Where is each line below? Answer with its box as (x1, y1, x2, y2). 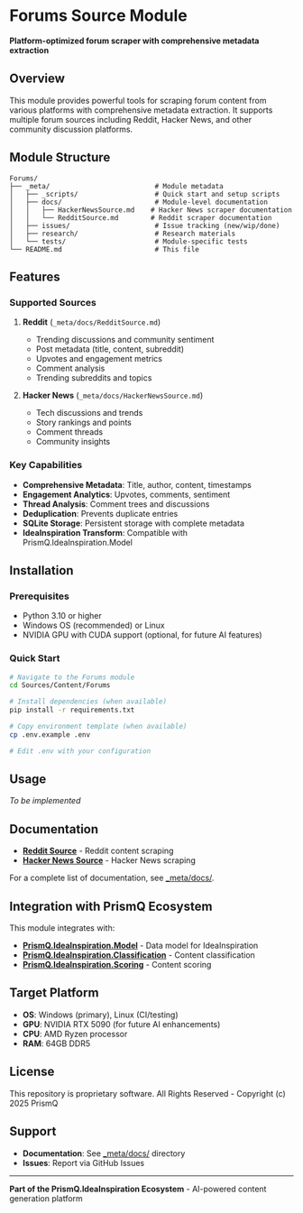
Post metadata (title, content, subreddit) (35, 344, 185, 354)
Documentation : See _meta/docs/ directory (22, 1147, 186, 1159)
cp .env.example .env (9, 730, 91, 740)
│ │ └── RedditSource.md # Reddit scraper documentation (9, 213, 272, 222)
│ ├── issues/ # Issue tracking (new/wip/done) (9, 221, 280, 230)
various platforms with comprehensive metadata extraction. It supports (9, 105, 273, 115)
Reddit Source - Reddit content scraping (22, 845, 174, 857)
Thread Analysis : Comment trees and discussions (22, 498, 210, 510)
